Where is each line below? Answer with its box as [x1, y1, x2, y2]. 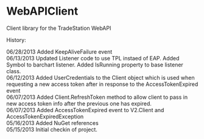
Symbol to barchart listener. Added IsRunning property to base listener [6, 61, 184, 68]
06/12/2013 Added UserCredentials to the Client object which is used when [6, 74, 195, 81]
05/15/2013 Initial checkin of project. [6, 126, 97, 133]
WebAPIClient [6, 4, 79, 18]
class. [6, 67, 21, 74]
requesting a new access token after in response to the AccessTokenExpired [6, 80, 199, 88]
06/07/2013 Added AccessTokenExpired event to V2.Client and [6, 106, 164, 113]
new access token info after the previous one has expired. [6, 99, 152, 107]
